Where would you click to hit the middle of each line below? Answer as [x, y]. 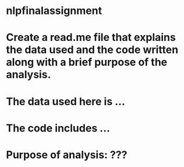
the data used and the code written [92, 50]
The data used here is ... [66, 101]
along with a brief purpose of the [87, 62]
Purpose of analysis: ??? [67, 154]
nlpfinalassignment [54, 11]
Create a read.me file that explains [91, 38]
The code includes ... [58, 128]
